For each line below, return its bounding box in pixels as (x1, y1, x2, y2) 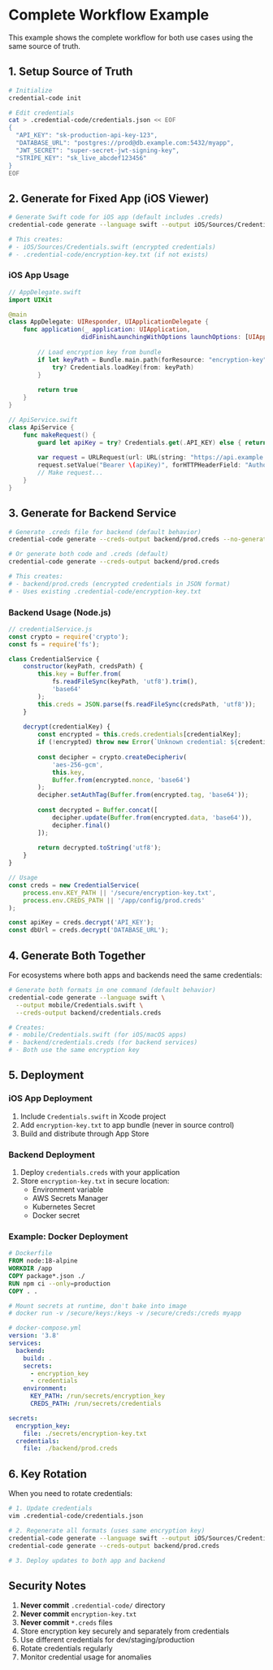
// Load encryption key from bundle (37, 348, 162, 356)
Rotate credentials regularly (19, 1644, 113, 1654)
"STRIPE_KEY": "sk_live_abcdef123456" (15, 154, 148, 162)
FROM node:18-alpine (8, 1257, 79, 1265)
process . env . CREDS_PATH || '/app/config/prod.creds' (23, 896, 206, 904)
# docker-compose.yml (8, 1324, 82, 1333)
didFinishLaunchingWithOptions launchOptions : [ (80, 333, 249, 341)
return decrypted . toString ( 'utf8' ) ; (37, 844, 162, 852)
